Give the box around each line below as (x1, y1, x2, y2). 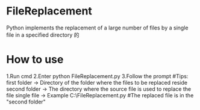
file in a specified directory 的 (6, 31, 80, 38)
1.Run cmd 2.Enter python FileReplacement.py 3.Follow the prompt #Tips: (6, 72, 189, 79)
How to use (6, 53, 64, 67)
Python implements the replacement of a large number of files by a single (6, 24, 189, 31)
